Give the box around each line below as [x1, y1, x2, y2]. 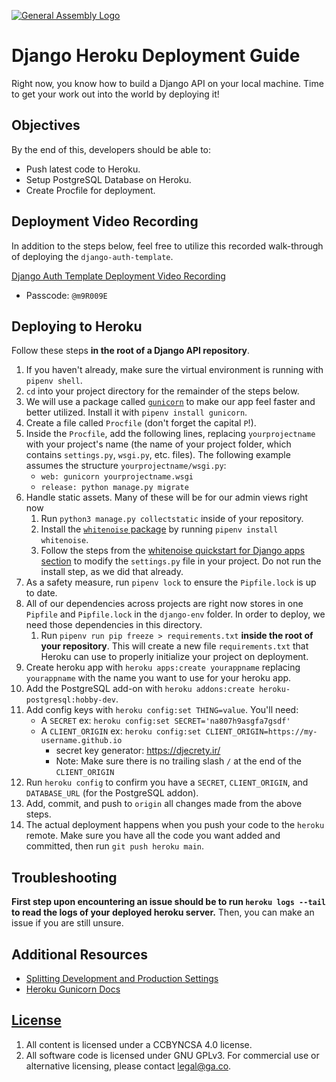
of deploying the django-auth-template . [11, 250, 174, 262]
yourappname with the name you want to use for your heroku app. [25, 672, 292, 684]
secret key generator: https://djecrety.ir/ [55, 745, 221, 757]
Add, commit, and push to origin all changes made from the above [25, 798, 303, 810]
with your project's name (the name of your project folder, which [25, 438, 292, 450]
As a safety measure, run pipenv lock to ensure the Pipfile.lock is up [25, 576, 317, 589]
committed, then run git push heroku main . [25, 840, 205, 852]
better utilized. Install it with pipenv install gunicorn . [25, 406, 248, 419]
